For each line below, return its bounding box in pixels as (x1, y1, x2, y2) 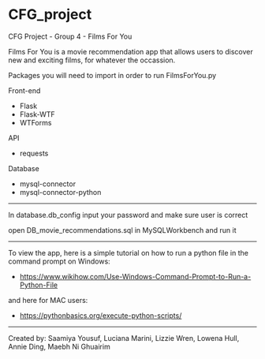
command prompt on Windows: (8, 256, 110, 266)
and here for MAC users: (8, 295, 88, 305)
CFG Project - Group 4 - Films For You (8, 32, 132, 41)
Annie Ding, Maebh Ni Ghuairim (8, 342, 110, 351)
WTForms (19, 118, 52, 127)
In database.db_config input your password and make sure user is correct (8, 210, 248, 219)
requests (19, 148, 49, 158)
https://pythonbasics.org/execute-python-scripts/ (19, 310, 182, 320)
